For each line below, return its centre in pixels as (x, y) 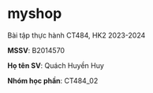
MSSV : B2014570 (36, 50)
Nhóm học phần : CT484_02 (53, 80)
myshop (35, 14)
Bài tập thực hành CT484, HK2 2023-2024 (76, 35)
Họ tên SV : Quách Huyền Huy (56, 65)
